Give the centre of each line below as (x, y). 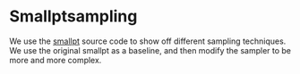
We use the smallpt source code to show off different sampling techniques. (148, 41)
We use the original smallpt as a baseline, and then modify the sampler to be (150, 50)
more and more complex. (56, 60)
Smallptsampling (73, 16)
